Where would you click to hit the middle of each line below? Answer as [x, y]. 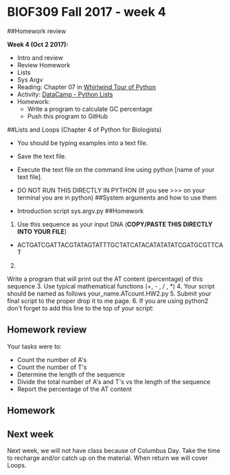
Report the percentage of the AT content [74, 389]
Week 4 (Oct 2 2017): [38, 44]
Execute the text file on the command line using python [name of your [116, 169]
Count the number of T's [52, 367]
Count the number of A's [52, 359]
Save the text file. [42, 156]
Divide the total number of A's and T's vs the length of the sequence [114, 381]
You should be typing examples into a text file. [82, 142]
